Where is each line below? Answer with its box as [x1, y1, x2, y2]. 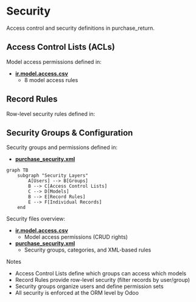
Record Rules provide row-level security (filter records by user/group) [15, 276, 191, 284]
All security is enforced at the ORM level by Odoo [15, 289, 139, 297]
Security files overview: [6, 215, 66, 222]
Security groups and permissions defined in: [6, 144, 117, 151]
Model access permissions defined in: [6, 58, 102, 65]
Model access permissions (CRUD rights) [24, 233, 128, 241]
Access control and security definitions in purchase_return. [6, 24, 155, 32]
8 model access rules [24, 76, 79, 83]
